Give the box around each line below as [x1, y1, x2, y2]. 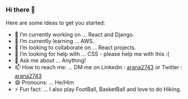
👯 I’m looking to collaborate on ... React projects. [14, 44, 136, 51]
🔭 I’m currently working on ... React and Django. [14, 31, 134, 38]
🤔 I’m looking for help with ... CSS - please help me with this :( [14, 50, 170, 58]
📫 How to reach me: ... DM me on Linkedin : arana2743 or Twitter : [14, 64, 183, 71]
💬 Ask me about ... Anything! [14, 57, 86, 64]
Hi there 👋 [5, 5, 36, 14]
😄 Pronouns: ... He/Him [14, 79, 74, 86]
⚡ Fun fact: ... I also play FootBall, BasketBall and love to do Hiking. [14, 86, 182, 93]
